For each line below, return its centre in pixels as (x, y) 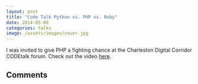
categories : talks (29, 28)
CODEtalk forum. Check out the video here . (59, 56)
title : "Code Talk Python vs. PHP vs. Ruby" (62, 17)
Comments (27, 75)
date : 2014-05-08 (27, 22)
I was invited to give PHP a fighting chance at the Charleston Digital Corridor (99, 50)
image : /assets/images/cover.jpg (47, 33)
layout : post (22, 11)
